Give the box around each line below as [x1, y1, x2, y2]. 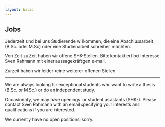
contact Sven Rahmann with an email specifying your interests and [5, 102, 140, 108]
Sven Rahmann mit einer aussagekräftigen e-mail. [5, 58, 106, 64]
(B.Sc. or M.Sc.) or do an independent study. [5, 87, 96, 93]
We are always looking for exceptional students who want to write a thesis [5, 82, 155, 88]
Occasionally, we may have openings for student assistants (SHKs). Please [5, 97, 157, 102]
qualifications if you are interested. [5, 107, 75, 113]
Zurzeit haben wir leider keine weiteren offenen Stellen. [5, 68, 117, 74]
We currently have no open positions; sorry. [5, 116, 94, 123]
